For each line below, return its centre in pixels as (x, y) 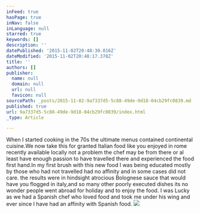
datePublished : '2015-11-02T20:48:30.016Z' (61, 51)
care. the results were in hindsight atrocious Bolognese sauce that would (96, 178)
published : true (26, 106)
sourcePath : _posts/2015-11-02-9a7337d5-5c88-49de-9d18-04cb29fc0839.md (99, 101)
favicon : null (29, 95)
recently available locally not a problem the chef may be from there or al (95, 153)
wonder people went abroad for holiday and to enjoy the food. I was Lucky (98, 191)
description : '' (26, 45)
